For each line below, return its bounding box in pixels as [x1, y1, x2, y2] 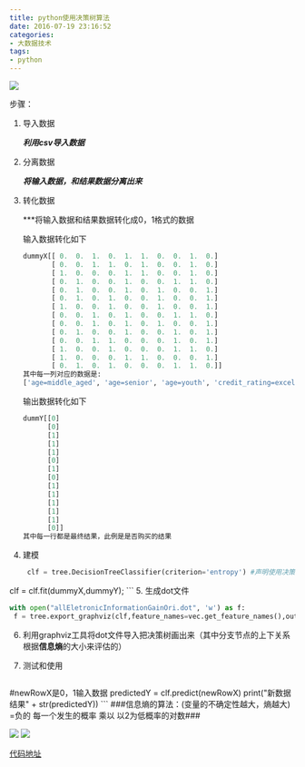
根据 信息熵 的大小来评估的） [22, 641, 127, 652]
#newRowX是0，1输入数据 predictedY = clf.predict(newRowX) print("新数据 [9, 687, 292, 698]
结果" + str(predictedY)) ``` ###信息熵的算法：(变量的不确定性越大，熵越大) [9, 698, 290, 709]
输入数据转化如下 [22, 233, 87, 244]
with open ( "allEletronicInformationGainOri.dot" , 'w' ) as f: [9, 604, 246, 613]
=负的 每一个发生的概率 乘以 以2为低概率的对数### [9, 710, 202, 721]
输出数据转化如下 [22, 396, 87, 407]
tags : [9, 47, 30, 56]
